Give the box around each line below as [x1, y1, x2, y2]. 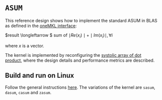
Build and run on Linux [5, 71, 74, 80]
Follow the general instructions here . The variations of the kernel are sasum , [5, 84, 156, 90]
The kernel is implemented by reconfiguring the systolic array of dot [5, 52, 142, 58]
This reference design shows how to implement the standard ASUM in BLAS [5, 17, 158, 23]
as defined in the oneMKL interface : [5, 23, 77, 29]
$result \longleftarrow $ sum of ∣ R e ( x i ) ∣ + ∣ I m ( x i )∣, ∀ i [5, 32, 113, 39]
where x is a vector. [5, 43, 45, 49]
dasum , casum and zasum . [5, 89, 52, 95]
